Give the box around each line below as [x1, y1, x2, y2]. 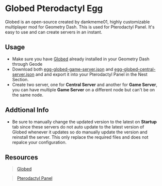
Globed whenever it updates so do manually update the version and [12, 129, 148, 135]
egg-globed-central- [114, 66, 156, 72]
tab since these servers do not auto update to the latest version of [12, 124, 145, 129]
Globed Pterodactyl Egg [5, 3, 103, 14]
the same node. [12, 92, 44, 98]
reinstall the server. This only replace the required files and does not [12, 134, 149, 140]
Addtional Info [5, 106, 49, 114]
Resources [5, 153, 38, 161]
